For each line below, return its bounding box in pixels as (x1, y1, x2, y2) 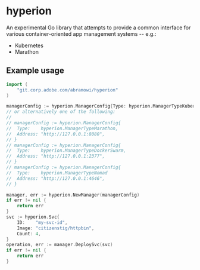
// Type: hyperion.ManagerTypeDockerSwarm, (6, 148, 127, 154)
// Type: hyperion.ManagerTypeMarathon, (6, 125, 118, 131)
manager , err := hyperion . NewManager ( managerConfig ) (6, 192, 140, 198)
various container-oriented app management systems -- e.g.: (6, 30, 157, 37)
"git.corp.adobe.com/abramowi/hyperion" (17, 87, 118, 93)
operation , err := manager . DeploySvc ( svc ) (6, 242, 113, 248)
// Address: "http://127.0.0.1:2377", (6, 154, 105, 159)
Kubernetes (14, 42, 43, 49)
